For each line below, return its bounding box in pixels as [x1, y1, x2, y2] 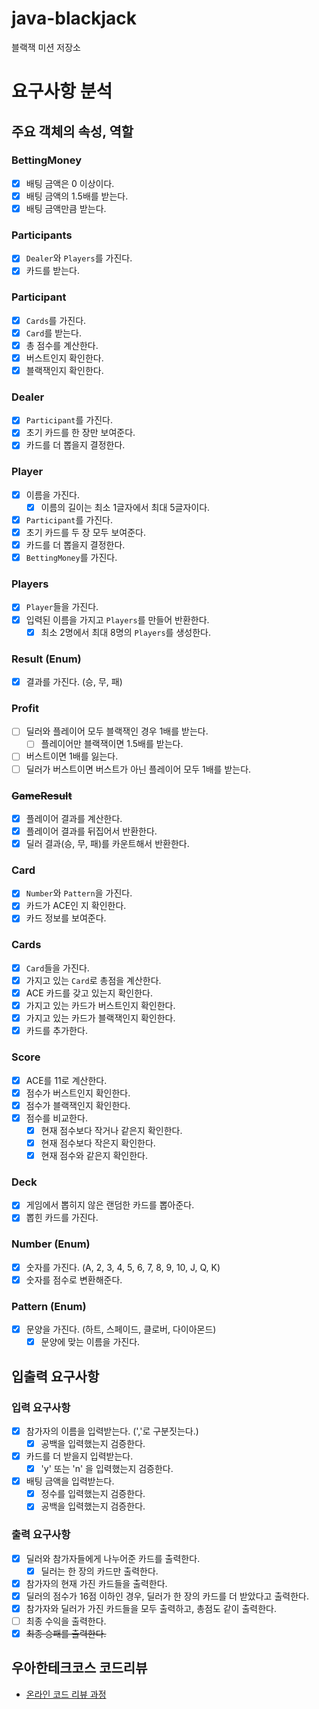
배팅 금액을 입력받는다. [25, 1475, 115, 1487]
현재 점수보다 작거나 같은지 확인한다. [40, 1124, 183, 1136]
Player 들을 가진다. [25, 601, 99, 613]
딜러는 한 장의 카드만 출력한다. [40, 1565, 159, 1577]
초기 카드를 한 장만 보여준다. [25, 427, 136, 439]
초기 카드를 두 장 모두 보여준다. [25, 527, 146, 538]
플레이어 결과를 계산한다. [25, 812, 123, 824]
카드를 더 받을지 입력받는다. [25, 1450, 134, 1462]
